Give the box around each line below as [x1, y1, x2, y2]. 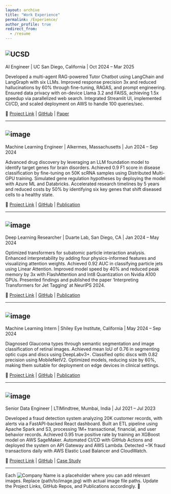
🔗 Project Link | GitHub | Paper [5, 110, 70, 116]
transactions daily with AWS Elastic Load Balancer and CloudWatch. [5, 448, 148, 454]
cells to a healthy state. [5, 191, 54, 197]
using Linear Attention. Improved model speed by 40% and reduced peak [5, 266, 159, 272]
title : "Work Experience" [5, 12, 60, 17]
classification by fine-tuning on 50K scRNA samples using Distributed [5, 169, 152, 176]
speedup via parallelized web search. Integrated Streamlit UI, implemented [5, 95, 162, 101]
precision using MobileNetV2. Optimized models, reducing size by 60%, [5, 357, 156, 363]
